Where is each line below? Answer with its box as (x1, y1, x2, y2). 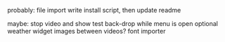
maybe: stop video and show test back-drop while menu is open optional (7, 20, 218, 27)
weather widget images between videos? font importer (7, 27, 166, 35)
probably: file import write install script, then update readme (7, 6, 181, 14)
